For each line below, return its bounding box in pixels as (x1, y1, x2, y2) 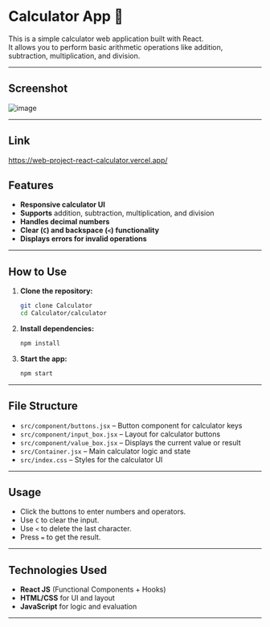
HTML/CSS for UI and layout (19, 593, 115, 603)
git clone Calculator (19, 301, 92, 310)
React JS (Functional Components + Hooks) (19, 584, 166, 594)
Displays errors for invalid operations (19, 234, 147, 244)
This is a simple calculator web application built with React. (8, 34, 204, 43)
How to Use (8, 264, 67, 278)
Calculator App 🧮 (8, 7, 124, 26)
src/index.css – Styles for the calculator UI (19, 454, 163, 465)
